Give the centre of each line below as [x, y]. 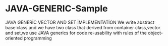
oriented [14, 38]
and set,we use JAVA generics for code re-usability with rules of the [76, 33]
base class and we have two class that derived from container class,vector [83, 27]
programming [38, 38]
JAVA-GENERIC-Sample [57, 9]
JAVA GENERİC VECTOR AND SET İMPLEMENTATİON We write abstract [80, 22]
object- [155, 33]
